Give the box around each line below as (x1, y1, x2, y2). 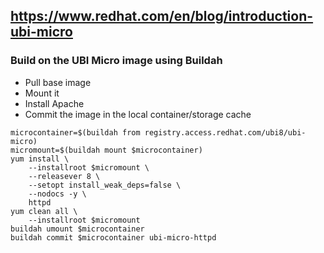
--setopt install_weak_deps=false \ (28, 180, 182, 190)
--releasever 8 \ (28, 171, 101, 181)
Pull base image (24, 76, 92, 88)
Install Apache (24, 97, 85, 109)
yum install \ (10, 154, 70, 164)
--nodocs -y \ (28, 189, 87, 199)
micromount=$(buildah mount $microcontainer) (10, 145, 203, 155)
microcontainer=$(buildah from (10, 127, 141, 138)
